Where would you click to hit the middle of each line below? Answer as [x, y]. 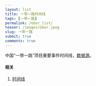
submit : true [18, 37]
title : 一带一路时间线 [25, 14]
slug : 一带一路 [19, 32]
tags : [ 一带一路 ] [21, 18]
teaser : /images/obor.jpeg [32, 28]
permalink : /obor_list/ [29, 23]
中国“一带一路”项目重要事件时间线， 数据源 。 [49, 55]
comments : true [20, 41]
